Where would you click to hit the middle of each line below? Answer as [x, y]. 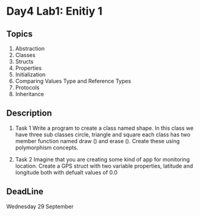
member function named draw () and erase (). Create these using [98, 141]
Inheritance [30, 94]
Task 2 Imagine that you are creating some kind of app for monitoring [102, 159]
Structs [24, 61]
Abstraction [30, 48]
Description [29, 114]
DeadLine [25, 192]
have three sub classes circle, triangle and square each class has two [103, 134]
